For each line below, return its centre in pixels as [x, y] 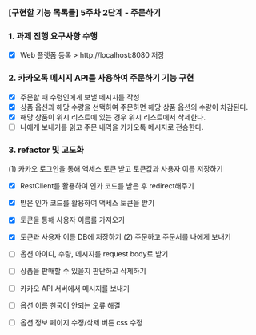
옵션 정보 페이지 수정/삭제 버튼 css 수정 [81, 322]
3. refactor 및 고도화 [46, 150]
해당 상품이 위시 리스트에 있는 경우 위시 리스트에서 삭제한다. [113, 117]
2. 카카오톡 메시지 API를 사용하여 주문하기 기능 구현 [101, 78]
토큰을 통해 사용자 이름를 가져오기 [72, 220]
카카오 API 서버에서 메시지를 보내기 [75, 288]
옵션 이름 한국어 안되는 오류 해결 [70, 305]
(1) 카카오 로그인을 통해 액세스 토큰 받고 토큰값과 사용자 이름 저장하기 [116, 169]
